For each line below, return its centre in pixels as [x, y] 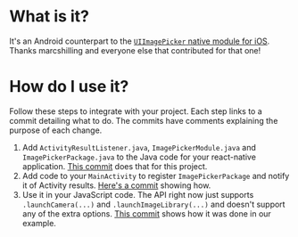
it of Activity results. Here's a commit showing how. [116, 185]
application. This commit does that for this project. [115, 166]
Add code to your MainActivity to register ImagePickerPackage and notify [156, 176]
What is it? [50, 16]
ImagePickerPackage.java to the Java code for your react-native [139, 157]
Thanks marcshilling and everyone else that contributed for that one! [135, 50]
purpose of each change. [56, 130]
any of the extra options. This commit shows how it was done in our [147, 213]
